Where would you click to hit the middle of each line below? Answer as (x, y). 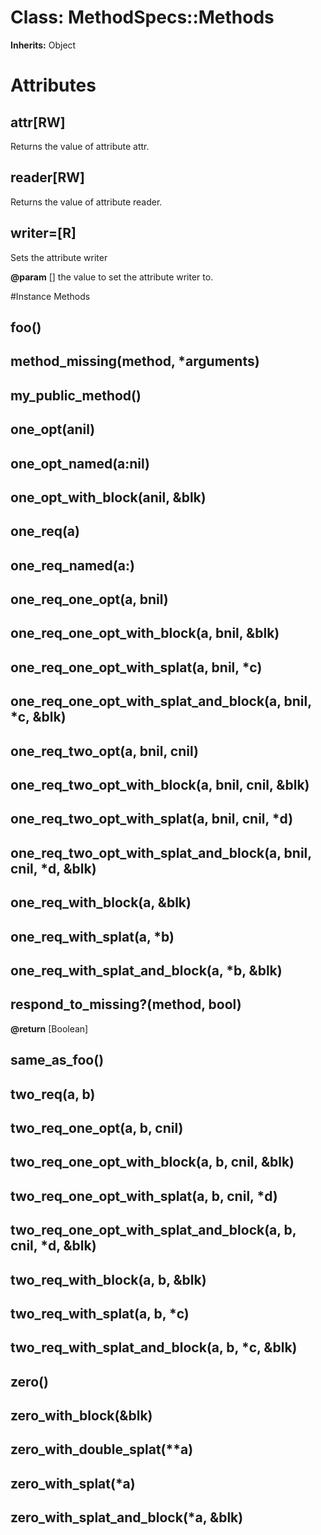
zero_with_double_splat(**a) (102, 1449)
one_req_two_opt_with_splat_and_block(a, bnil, (161, 852)
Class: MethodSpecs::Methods (142, 17)
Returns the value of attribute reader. (86, 202)
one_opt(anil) (53, 429)
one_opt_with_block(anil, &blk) (108, 497)
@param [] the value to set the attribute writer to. (112, 277)
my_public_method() (76, 395)
